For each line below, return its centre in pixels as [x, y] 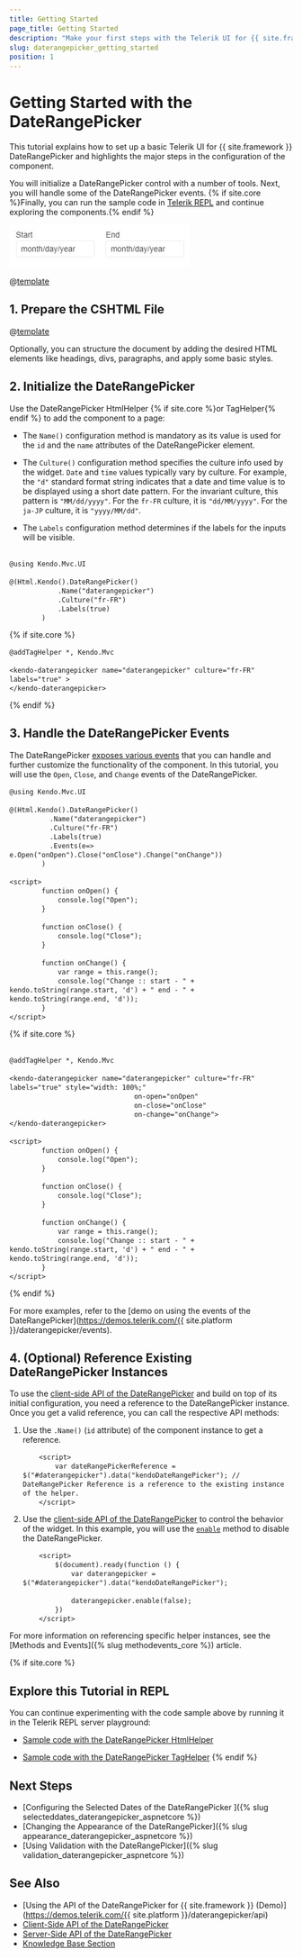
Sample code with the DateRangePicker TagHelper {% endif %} [140, 1757]
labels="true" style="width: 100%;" [78, 1087]
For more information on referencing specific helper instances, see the [140, 1636]
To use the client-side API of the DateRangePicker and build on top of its [143, 1394]
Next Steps [41, 1786]
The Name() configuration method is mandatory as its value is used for [151, 435]
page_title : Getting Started [64, 28]
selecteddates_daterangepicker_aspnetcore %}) [111, 1817]
